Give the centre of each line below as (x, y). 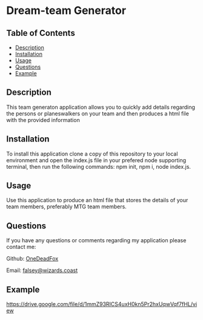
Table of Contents (41, 33)
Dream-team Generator (66, 11)
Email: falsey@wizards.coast (42, 270)
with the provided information (43, 120)
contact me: (21, 247)
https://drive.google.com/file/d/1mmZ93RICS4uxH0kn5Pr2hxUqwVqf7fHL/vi (102, 304)
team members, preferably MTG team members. (67, 206)
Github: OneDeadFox (32, 259)
